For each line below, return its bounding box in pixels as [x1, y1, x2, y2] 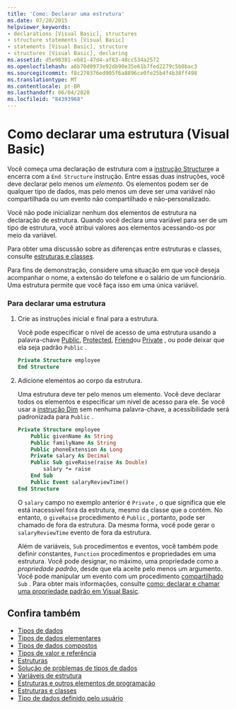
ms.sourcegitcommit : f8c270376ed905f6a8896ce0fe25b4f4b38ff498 [7, 69, 198, 76]
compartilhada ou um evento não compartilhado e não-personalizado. [7, 194, 211, 203]
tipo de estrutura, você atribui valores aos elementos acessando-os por [7, 223, 216, 232]
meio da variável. [7, 230, 57, 239]
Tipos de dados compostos [17, 641, 98, 650]
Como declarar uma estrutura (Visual [7, 127, 230, 142]
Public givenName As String [30, 433, 113, 440]
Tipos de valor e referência [17, 648, 97, 657]
